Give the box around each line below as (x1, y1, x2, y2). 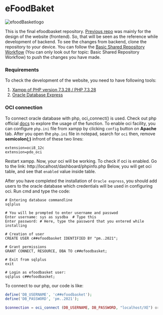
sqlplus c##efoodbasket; (5, 274, 55, 279)
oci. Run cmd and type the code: (5, 188, 70, 194)
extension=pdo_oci (5, 149, 42, 155)
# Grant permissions (5, 244, 47, 249)
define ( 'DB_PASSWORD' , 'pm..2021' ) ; (5, 297, 79, 301)
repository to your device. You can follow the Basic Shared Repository (5, 44, 145, 50)
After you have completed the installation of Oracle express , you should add (5, 178, 157, 184)
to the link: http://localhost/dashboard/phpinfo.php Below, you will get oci (5, 163, 152, 169)
